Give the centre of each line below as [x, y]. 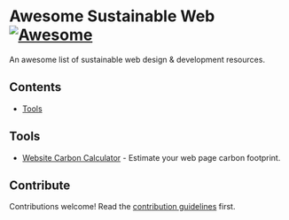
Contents [35, 87]
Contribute [40, 185]
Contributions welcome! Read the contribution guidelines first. [122, 207]
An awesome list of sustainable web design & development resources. [137, 59]
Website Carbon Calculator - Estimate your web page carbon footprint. [151, 157]
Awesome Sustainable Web [112, 16]
